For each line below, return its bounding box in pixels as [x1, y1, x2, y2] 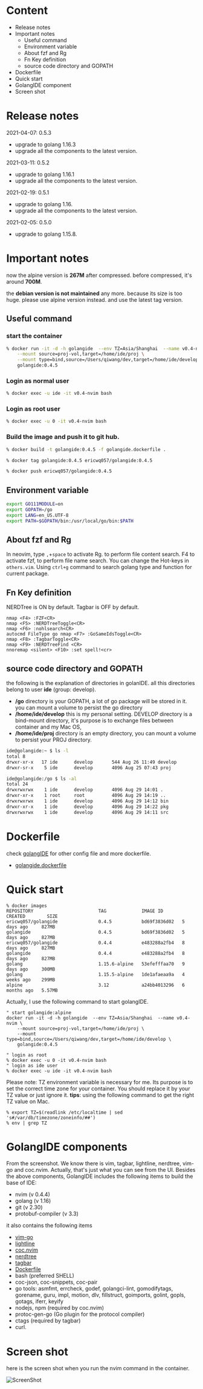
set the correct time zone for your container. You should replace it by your [6, 1085, 190, 1092]
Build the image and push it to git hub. [6, 433, 120, 441]
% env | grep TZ [6, 1120, 47, 1126]
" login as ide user [6, 1062, 59, 1069]
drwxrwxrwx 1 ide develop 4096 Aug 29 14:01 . [6, 787, 164, 793]
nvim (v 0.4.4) [14, 1191, 50, 1198]
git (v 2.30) [14, 1204, 43, 1211]
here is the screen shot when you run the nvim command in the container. [6, 1365, 190, 1372]
